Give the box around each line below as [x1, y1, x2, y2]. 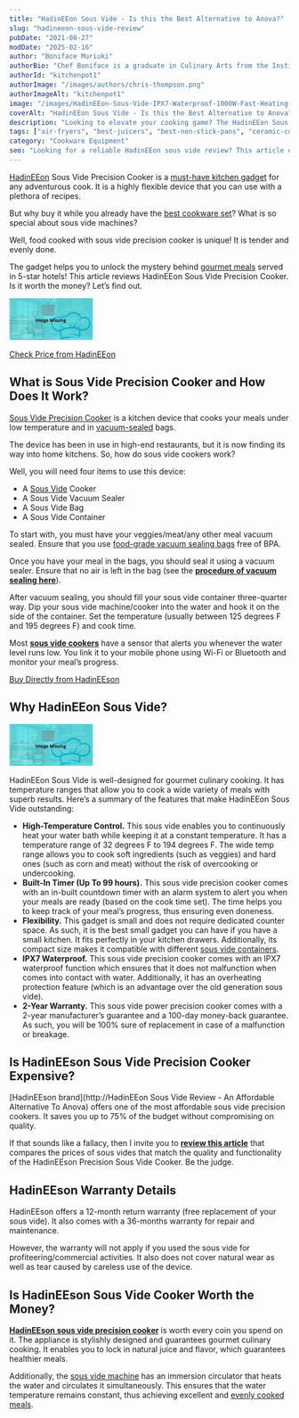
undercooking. [21, 868, 76, 878]
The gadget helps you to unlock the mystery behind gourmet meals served [9, 261, 283, 272]
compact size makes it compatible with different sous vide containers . [21, 944, 279, 954]
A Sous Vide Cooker [21, 482, 96, 494]
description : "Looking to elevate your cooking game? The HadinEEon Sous [9, 118, 289, 127]
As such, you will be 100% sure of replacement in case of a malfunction [21, 1019, 286, 1030]
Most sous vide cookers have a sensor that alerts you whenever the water [9, 638, 283, 648]
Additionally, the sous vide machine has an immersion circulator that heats [9, 1370, 282, 1381]
